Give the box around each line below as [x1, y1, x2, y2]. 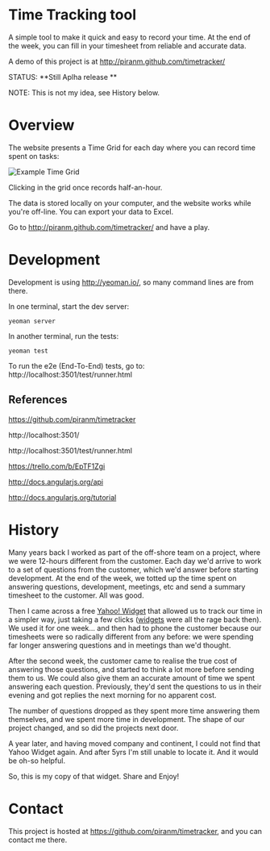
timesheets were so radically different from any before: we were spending [8, 632, 254, 641]
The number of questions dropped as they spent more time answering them [8, 706, 260, 715]
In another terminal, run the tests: [8, 331, 119, 340]
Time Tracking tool [8, 6, 137, 24]
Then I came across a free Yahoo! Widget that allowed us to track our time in [8, 606, 263, 615]
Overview [8, 116, 75, 135]
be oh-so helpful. [8, 756, 66, 765]
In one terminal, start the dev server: [8, 301, 130, 311]
